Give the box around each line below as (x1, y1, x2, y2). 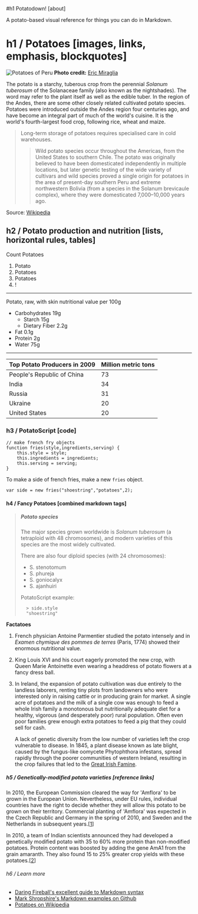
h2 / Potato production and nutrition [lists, (6, 226, 164, 236)
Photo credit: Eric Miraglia (54, 69, 118, 76)
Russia (9, 389, 28, 398)
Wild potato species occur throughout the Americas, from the (35, 147, 184, 154)
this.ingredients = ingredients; (16, 456, 99, 461)
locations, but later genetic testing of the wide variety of (35, 166, 172, 173)
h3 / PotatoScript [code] (6, 426, 77, 434)
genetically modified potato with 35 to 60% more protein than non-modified (6, 838, 190, 845)
